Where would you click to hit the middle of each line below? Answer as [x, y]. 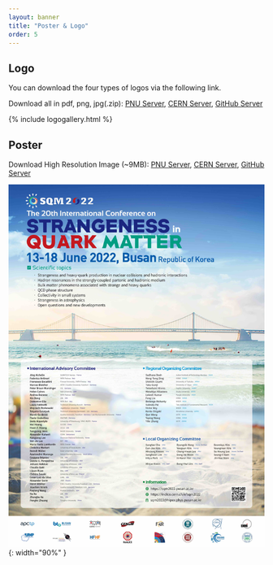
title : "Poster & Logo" [49, 26]
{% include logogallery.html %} [61, 120]
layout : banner [34, 17]
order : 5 [23, 34]
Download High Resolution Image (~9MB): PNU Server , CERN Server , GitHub [136, 164]
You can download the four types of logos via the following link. [115, 88]
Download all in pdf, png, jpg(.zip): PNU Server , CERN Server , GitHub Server [136, 104]
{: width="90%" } [37, 552]
